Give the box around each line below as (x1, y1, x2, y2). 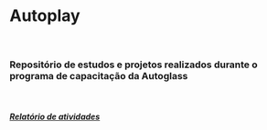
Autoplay (9, 5, 80, 26)
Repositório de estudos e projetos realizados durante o (9, 58, 258, 71)
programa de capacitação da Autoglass (9, 69, 188, 82)
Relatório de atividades (9, 111, 101, 122)
